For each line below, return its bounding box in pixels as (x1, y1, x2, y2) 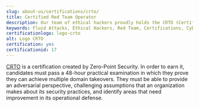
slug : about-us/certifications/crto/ (6, 8, 99, 15)
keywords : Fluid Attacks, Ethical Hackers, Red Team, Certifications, (6, 25, 184, 31)
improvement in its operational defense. (6, 94, 103, 101)
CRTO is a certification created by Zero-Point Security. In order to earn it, (6, 63, 185, 70)
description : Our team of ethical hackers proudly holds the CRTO (6, 19, 174, 25)
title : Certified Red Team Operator (6, 14, 97, 20)
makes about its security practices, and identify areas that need (6, 88, 162, 95)
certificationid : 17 (6, 47, 57, 53)
